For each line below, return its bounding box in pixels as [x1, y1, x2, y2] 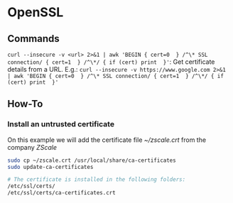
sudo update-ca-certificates [7, 163, 94, 170]
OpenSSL [7, 4, 64, 21]
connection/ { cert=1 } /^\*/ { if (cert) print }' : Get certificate [7, 57, 215, 66]
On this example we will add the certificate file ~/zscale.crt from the [7, 136, 207, 144]
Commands [7, 33, 60, 45]
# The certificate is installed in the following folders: [7, 176, 186, 183]
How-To [7, 98, 43, 110]
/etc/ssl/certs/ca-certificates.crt [7, 190, 116, 197]
